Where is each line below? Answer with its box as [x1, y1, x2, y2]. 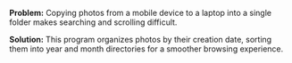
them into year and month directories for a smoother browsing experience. [9, 43, 284, 54]
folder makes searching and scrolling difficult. [9, 17, 178, 28]
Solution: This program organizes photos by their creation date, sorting [9, 35, 272, 44]
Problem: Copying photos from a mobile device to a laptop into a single [9, 8, 272, 18]
